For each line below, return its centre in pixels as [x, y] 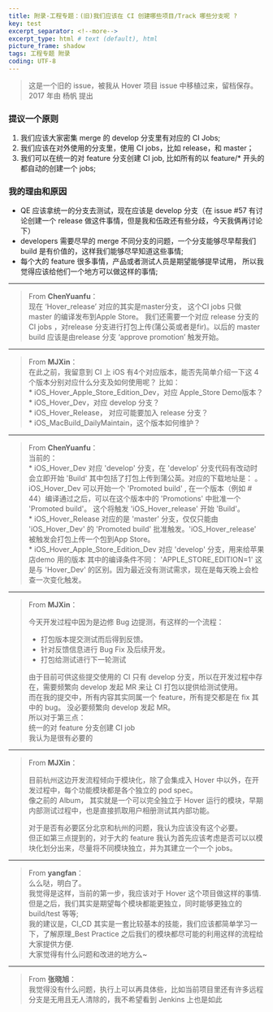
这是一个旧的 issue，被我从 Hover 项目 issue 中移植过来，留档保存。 [143, 85]
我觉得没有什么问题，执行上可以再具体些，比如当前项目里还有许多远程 [146, 989]
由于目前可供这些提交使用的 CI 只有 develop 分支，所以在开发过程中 [142, 677]
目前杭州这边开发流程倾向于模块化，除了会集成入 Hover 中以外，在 [140, 780]
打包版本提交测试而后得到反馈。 [94, 640]
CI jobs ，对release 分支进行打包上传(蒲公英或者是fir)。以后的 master [144, 327]
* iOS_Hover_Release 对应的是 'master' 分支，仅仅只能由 [123, 519]
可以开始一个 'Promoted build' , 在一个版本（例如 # [167, 489]
